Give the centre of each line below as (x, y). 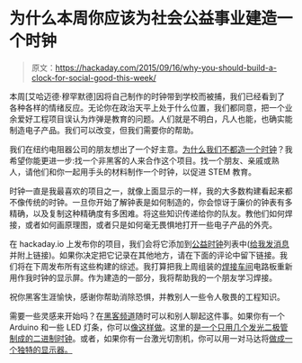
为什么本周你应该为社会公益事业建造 (143, 18)
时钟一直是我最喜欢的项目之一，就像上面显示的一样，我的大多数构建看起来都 (151, 191)
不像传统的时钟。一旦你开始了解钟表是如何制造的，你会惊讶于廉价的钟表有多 (151, 202)
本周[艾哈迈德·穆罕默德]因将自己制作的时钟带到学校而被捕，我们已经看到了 (147, 96)
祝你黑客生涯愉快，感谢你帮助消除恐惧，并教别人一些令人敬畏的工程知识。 (147, 296)
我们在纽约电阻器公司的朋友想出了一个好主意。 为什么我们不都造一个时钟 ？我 (151, 149)
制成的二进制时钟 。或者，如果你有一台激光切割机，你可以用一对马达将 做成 (147, 338)
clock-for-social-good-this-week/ (93, 77)
